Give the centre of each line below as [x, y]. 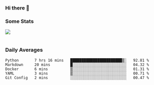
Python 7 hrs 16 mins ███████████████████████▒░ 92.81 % [77, 60]
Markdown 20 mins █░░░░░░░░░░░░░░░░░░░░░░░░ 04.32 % [77, 65]
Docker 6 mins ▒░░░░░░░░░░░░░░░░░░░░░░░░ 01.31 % [77, 69]
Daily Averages [24, 50]
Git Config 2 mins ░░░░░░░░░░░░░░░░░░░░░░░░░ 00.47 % [77, 78]
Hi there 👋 [18, 8]
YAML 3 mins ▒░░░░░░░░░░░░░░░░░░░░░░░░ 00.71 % [77, 73]
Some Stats [20, 21]
